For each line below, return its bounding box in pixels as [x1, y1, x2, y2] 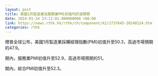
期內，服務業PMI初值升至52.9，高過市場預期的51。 [5, 55, 106, 61]
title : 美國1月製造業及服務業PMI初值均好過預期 [5, 12, 90, 16]
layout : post [5, 7, 31, 12]
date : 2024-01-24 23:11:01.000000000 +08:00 [5, 16, 96, 21]
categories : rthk [5, 25, 40, 30]
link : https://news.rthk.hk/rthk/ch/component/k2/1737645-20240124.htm [5, 20, 152, 26]
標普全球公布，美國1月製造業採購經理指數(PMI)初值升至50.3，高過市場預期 [5, 39, 154, 45]
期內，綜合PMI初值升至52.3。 [5, 66, 64, 72]
